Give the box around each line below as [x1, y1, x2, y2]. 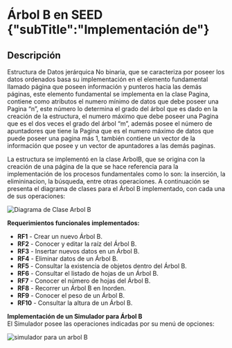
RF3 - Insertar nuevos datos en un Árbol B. [17, 247, 140, 255]
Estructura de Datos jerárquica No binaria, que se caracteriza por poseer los [7, 68, 225, 76]
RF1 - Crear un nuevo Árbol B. [17, 233, 102, 240]
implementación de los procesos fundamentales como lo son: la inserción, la [7, 170, 226, 178]
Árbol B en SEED [7, 7, 103, 23]
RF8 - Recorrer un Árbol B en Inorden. [17, 284, 126, 292]
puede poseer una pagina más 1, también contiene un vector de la [7, 134, 196, 142]
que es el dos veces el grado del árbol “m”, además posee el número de [7, 119, 213, 128]
